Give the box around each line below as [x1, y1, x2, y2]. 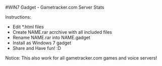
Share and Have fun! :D [12, 45, 62, 51]
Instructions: [5, 14, 31, 20]
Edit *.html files [12, 24, 44, 30]
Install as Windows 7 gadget [12, 40, 72, 46]
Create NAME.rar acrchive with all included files [12, 29, 112, 35]
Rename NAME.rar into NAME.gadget [12, 35, 90, 40]
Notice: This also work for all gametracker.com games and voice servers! [5, 55, 157, 61]
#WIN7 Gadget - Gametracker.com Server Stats [5, 5, 104, 10]
